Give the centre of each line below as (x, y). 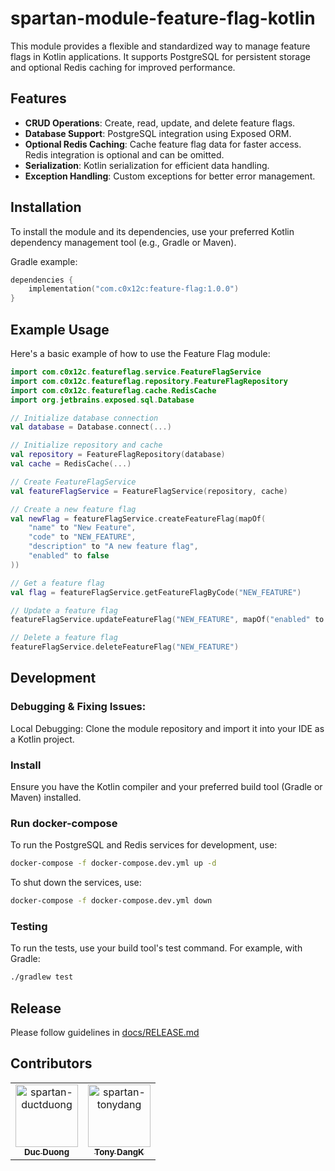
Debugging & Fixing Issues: (78, 707)
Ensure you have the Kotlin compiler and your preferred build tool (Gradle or (166, 786)
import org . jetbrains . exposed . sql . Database (102, 400)
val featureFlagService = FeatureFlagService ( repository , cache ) (149, 491)
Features (38, 98)
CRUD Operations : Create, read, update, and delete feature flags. (160, 123)
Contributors (51, 1063)
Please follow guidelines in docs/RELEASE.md (105, 1033)
